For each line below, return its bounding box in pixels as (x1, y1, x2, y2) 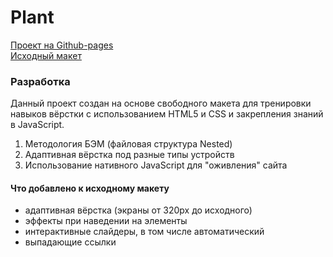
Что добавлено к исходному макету (10, 182, 170, 194)
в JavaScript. (10, 119, 65, 131)
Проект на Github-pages (10, 39, 114, 51)
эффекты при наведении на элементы (24, 215, 188, 227)
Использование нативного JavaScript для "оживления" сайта (24, 159, 288, 171)
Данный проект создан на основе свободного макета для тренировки (10, 97, 312, 110)
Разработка (10, 74, 71, 88)
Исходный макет (10, 49, 82, 61)
